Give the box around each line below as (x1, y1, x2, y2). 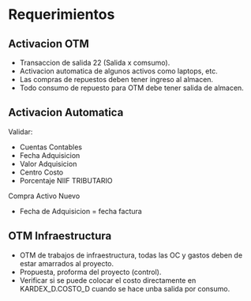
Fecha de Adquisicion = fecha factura (19, 206, 142, 216)
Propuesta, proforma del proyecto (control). (19, 267, 162, 277)
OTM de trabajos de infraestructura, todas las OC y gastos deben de (19, 250, 243, 260)
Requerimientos (8, 6, 115, 24)
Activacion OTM (8, 37, 89, 51)
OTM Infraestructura (8, 229, 112, 243)
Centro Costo (19, 167, 64, 177)
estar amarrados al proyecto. (19, 258, 114, 268)
